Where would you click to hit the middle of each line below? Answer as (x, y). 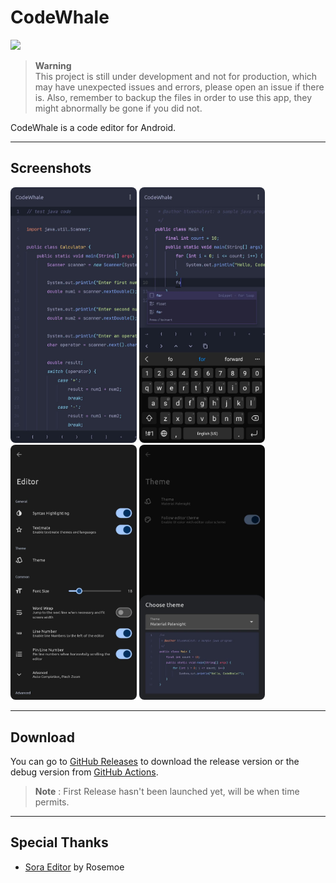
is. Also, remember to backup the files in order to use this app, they (173, 97)
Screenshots (51, 168)
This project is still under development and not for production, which (176, 76)
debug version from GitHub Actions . (84, 772)
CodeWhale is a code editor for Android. (93, 127)
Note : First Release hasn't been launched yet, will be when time (167, 792)
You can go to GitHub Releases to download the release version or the (155, 762)
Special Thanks (59, 842)
